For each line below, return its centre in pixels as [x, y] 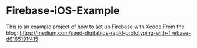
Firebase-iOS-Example [63, 11]
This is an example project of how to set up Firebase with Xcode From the [95, 27]
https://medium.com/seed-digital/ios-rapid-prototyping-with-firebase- [105, 32]
